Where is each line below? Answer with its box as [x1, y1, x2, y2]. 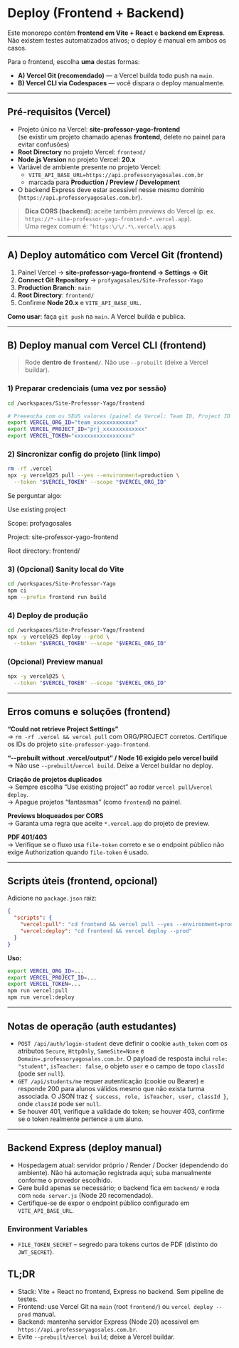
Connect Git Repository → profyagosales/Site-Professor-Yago [17, 275, 203, 284]
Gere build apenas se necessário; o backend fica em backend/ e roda [17, 1183, 221, 1192]
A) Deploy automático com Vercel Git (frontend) [7, 249, 223, 261]
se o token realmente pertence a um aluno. [17, 1115, 144, 1123]
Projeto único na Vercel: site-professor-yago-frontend [17, 124, 180, 133]
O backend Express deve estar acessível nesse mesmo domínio [17, 185, 205, 193]
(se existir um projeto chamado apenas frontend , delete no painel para [17, 132, 225, 141]
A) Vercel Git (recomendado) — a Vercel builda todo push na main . [17, 71, 215, 80]
